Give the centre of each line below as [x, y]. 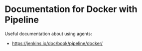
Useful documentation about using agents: [49, 33]
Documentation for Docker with [71, 9]
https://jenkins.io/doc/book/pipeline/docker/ [57, 43]
